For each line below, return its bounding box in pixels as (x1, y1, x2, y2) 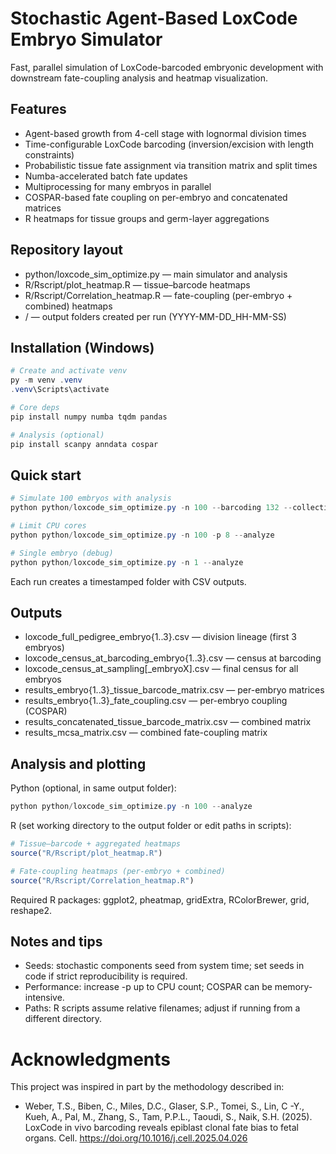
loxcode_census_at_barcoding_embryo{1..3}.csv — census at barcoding (24, 652, 322, 664)
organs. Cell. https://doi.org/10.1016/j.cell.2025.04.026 (24, 1132, 248, 1144)
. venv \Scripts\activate (10, 385, 110, 395)
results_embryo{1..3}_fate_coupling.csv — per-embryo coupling (24, 695, 288, 707)
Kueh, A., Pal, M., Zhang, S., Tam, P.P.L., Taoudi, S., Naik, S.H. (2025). (24, 1111, 313, 1123)
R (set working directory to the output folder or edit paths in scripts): (10, 820, 292, 832)
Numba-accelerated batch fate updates (24, 170, 188, 182)
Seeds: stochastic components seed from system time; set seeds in (24, 960, 305, 972)
